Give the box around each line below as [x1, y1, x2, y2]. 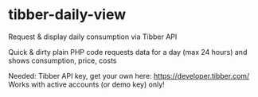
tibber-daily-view [8, 6, 126, 24]
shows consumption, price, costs [8, 56, 117, 65]
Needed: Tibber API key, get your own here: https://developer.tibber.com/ [8, 71, 250, 80]
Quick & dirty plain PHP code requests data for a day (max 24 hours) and [8, 47, 248, 56]
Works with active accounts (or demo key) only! [8, 80, 165, 89]
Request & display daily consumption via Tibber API [8, 32, 178, 41]
